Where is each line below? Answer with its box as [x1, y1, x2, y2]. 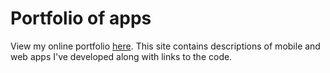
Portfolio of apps [10, 7, 152, 30]
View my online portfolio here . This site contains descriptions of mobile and [10, 40, 321, 52]
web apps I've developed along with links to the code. [10, 50, 233, 62]
